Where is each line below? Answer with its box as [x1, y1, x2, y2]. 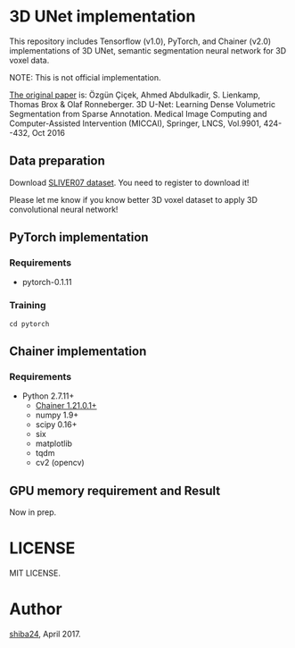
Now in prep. [9, 507, 57, 518]
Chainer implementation [9, 344, 147, 359]
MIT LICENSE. [9, 568, 61, 578]
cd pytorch [9, 319, 50, 328]
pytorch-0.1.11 [21, 277, 72, 288]
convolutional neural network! [9, 204, 119, 215]
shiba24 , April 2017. [9, 628, 82, 640]
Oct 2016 [31, 127, 65, 138]
